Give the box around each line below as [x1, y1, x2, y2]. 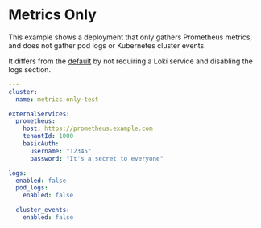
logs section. [8, 64, 51, 74]
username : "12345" [29, 147, 92, 155]
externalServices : [8, 110, 70, 118]
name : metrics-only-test [15, 95, 99, 104]
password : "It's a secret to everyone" [29, 154, 164, 162]
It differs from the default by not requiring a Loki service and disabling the [8, 56, 254, 66]
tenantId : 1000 [23, 132, 74, 140]
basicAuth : [23, 140, 60, 148]
